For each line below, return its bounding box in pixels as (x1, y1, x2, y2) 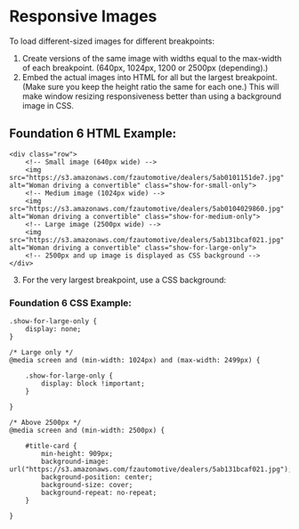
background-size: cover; (41, 481, 133, 490)
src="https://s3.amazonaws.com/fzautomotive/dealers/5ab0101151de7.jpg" (9, 173, 285, 182)
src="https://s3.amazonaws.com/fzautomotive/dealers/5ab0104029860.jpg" (9, 204, 285, 213)
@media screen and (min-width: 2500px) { (9, 426, 166, 435)
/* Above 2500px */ (9, 419, 82, 427)
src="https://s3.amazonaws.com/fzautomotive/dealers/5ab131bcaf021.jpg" (9, 235, 285, 244)
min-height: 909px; (41, 450, 114, 459)
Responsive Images (9, 6, 158, 27)
